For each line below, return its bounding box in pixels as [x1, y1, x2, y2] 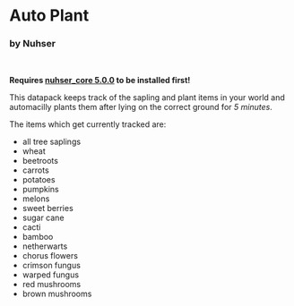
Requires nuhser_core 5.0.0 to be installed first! [9, 75, 191, 86]
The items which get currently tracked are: [9, 119, 167, 130]
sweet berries [22, 203, 73, 214]
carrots [22, 165, 49, 175]
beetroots [22, 156, 58, 166]
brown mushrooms [22, 288, 92, 300]
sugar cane [22, 212, 65, 224]
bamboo [22, 232, 54, 242]
